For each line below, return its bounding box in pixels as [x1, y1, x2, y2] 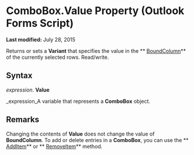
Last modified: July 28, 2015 [6, 36, 76, 43]
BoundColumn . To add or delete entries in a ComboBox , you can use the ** [6, 136, 189, 143]
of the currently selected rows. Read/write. [6, 53, 109, 60]
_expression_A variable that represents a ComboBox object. [6, 97, 151, 105]
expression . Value [6, 86, 50, 93]
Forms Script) [6, 16, 74, 30]
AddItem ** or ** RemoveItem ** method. [6, 143, 103, 150]
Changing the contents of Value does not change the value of [6, 130, 155, 137]
